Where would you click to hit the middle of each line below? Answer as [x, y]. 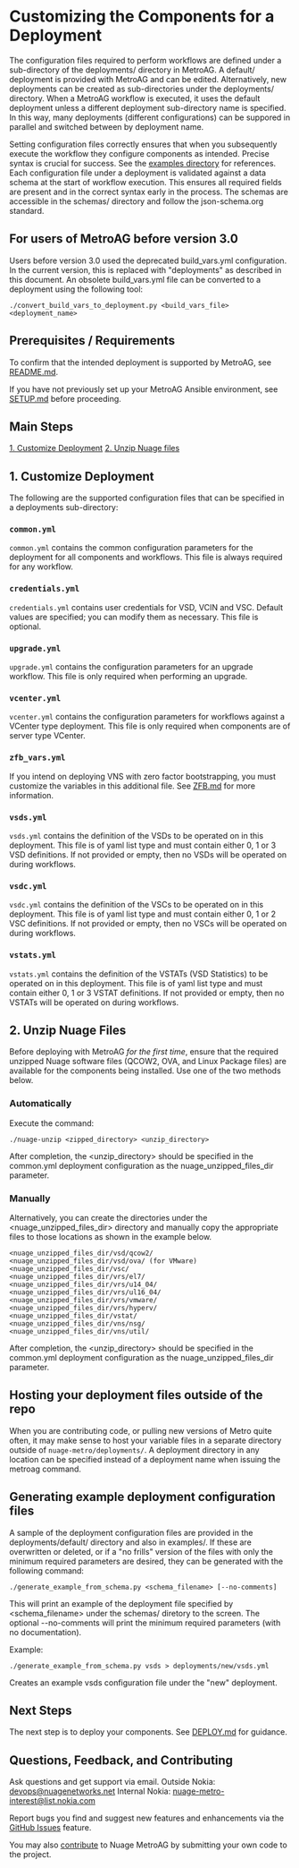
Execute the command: [52, 1123]
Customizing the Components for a [142, 17]
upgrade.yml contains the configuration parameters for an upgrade [131, 667]
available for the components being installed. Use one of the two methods [145, 1070]
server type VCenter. [48, 736]
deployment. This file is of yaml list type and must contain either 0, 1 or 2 [143, 914]
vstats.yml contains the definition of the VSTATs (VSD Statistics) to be [139, 974]
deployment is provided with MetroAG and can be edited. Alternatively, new [148, 79]
